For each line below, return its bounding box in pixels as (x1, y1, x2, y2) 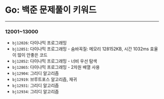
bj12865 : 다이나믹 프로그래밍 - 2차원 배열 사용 (12, 64, 100, 70)
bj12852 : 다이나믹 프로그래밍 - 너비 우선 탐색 (12, 58, 98, 64)
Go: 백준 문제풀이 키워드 (5, 4, 97, 16)
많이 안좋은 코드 (17, 52, 48, 58)
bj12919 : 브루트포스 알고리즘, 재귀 (12, 77, 77, 82)
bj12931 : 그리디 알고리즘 (12, 82, 59, 88)
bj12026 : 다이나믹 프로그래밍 (12, 40, 67, 46)
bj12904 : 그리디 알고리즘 (12, 70, 59, 76)
